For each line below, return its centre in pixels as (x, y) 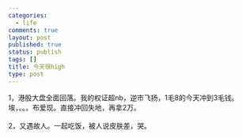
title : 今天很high (37, 67)
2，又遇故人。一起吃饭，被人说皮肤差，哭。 (80, 125)
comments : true (33, 30)
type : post (26, 74)
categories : (28, 15)
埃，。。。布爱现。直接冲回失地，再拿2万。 (74, 107)
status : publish (35, 52)
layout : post (30, 37)
